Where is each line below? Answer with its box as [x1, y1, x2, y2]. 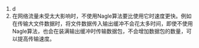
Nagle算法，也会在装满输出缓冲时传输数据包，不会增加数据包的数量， [12, 27, 187, 35]
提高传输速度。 [17, 35, 55, 42]
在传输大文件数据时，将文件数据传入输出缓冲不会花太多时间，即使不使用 [12, 20, 193, 27]
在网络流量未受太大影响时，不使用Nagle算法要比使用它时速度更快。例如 [12, 12, 192, 19]
